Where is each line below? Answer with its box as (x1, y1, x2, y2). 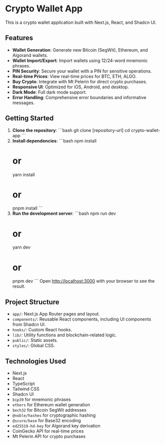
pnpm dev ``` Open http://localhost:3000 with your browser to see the (12, 278, 155, 284)
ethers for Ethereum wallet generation (12, 401, 90, 407)
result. (12, 283, 26, 289)
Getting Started (5, 114, 54, 123)
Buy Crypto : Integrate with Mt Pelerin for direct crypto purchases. (12, 78, 147, 84)
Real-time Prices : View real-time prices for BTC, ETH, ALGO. (12, 73, 137, 79)
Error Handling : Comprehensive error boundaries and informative (12, 94, 147, 100)
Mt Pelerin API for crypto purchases (12, 433, 86, 439)
